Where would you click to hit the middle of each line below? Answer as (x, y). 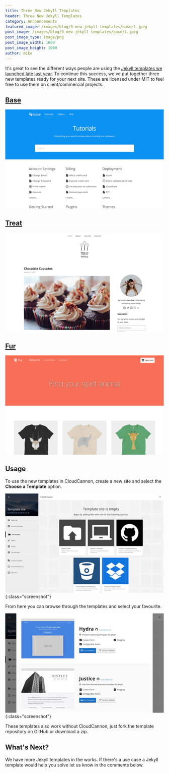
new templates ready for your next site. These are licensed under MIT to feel (84, 79)
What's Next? (27, 748)
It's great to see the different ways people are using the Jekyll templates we (84, 68)
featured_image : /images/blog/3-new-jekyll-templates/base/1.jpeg (76, 27)
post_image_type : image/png (35, 37)
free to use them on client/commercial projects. (54, 84)
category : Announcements (31, 21)
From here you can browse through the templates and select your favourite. (83, 606)
